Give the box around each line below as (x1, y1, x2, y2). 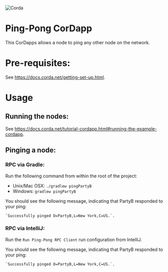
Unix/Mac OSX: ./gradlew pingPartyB (12, 182, 92, 188)
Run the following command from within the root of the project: (5, 173, 137, 179)
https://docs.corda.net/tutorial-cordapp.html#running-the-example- (14, 125, 157, 132)
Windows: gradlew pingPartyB (12, 188, 76, 194)
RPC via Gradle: (5, 161, 45, 168)
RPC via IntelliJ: (5, 225, 45, 232)
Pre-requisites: (5, 58, 70, 69)
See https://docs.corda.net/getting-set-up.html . (5, 74, 105, 80)
